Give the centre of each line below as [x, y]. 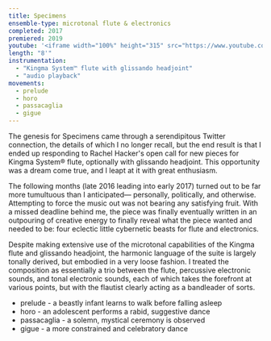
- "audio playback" [48, 76]
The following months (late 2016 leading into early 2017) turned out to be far [135, 186]
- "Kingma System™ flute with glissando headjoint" [104, 69]
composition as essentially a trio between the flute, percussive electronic [130, 270]
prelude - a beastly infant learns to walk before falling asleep [121, 303]
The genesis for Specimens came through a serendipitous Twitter [117, 136]
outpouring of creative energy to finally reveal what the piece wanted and [130, 220]
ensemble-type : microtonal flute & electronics [90, 23]
